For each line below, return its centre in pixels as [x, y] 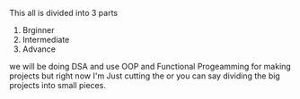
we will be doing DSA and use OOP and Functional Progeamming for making [150, 66]
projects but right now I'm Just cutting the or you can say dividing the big [145, 76]
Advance [39, 49]
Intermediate [46, 40]
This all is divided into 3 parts [64, 13]
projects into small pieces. [57, 85]
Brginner [38, 30]
